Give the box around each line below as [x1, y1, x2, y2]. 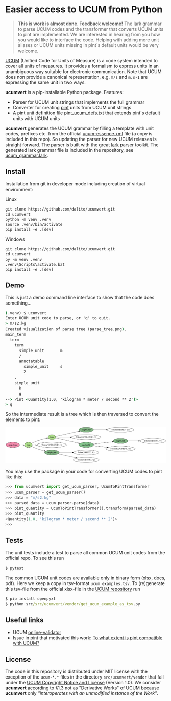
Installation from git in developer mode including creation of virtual [5, 180, 145, 187]
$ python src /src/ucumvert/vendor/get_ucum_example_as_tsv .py [5, 601, 140, 606]
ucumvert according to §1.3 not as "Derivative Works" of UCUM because [5, 685, 159, 691]
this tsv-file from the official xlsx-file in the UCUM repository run [5, 586, 140, 592]
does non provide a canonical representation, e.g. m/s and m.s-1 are [5, 74, 148, 80]
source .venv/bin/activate [5, 222, 63, 227]
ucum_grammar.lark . [5, 152, 48, 158]
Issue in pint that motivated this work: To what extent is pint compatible [12, 635, 163, 641]
